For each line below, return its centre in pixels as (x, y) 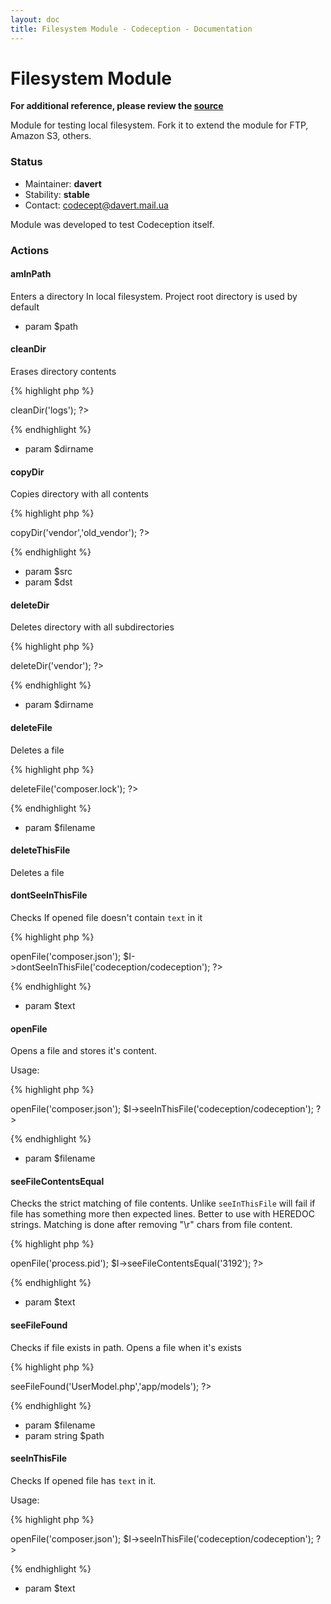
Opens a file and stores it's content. (83, 1051)
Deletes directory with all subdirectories (92, 627)
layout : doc (35, 19)
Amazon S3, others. (51, 136)
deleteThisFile (40, 850)
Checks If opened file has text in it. (83, 1480)
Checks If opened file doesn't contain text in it (106, 918)
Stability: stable (57, 194)
